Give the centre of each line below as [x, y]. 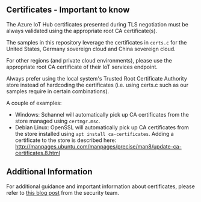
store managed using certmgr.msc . [57, 121]
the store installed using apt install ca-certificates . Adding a [94, 133]
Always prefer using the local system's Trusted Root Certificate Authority [97, 78]
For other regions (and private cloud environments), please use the [89, 60]
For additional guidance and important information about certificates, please [101, 186]
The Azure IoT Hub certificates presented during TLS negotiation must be [97, 24]
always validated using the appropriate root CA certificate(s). [82, 31]
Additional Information [49, 172]
